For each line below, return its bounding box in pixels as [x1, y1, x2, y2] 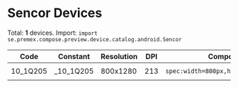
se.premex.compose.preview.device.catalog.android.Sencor [7, 35, 182, 43]
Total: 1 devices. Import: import [7, 28, 98, 37]
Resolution [100, 51, 138, 61]
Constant [57, 51, 91, 61]
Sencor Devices [7, 5, 103, 21]
